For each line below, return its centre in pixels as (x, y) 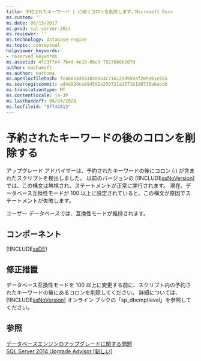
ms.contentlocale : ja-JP (37, 95)
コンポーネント (34, 234)
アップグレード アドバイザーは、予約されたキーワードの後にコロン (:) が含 (98, 171)
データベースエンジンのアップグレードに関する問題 (69, 344)
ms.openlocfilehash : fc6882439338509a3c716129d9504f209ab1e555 (87, 79)
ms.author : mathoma (31, 73)
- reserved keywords (32, 56)
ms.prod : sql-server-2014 (38, 28)
